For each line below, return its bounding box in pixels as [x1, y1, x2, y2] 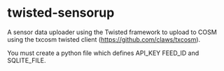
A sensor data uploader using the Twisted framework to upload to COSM [7, 28, 217, 36]
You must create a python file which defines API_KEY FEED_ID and [7, 49, 199, 57]
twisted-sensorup [7, 5, 115, 21]
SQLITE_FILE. [7, 56, 47, 64]
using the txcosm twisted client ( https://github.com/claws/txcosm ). [7, 35, 201, 43]
